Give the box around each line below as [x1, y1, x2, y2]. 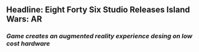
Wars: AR [6, 14, 42, 25]
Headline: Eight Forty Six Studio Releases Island [6, 5, 190, 15]
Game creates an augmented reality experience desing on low [6, 32, 193, 41]
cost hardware [6, 39, 50, 48]
